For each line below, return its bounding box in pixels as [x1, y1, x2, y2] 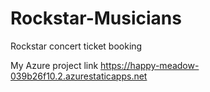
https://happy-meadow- [100, 59, 200, 71]
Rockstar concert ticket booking [10, 40, 143, 52]
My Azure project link [10, 59, 99, 71]
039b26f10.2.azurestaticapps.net [10, 70, 148, 82]
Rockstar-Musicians [10, 7, 182, 30]
